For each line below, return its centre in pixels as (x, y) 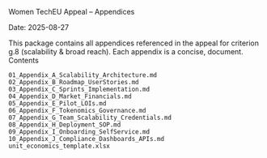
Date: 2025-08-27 (39, 27)
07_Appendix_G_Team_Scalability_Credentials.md (90, 117)
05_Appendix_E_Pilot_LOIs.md (57, 104)
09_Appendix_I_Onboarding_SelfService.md (79, 132)
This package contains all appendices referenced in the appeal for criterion (134, 43)
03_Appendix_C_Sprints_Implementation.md (79, 89)
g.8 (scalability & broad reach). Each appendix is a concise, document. (126, 51)
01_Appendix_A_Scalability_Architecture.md (83, 75)
